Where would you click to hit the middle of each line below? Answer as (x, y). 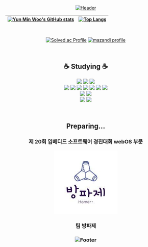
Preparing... (86, 126)
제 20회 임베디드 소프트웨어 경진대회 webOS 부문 (86, 142)
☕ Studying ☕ (86, 67)
